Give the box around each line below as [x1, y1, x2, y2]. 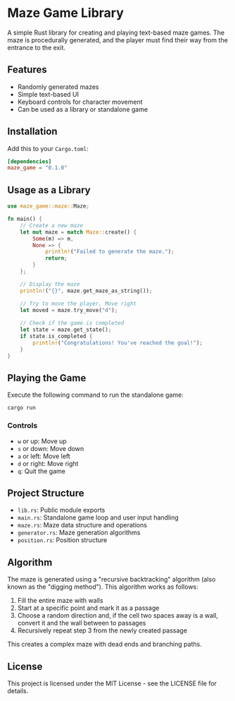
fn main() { [7, 215, 42, 222]
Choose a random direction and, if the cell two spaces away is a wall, [17, 611, 218, 620]
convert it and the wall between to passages [17, 619, 146, 628]
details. [7, 687, 29, 695]
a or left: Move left [17, 452, 70, 460]
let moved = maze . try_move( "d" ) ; [20, 306, 118, 313]
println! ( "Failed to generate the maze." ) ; [44, 248, 174, 256]
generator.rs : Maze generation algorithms [17, 528, 141, 537]
